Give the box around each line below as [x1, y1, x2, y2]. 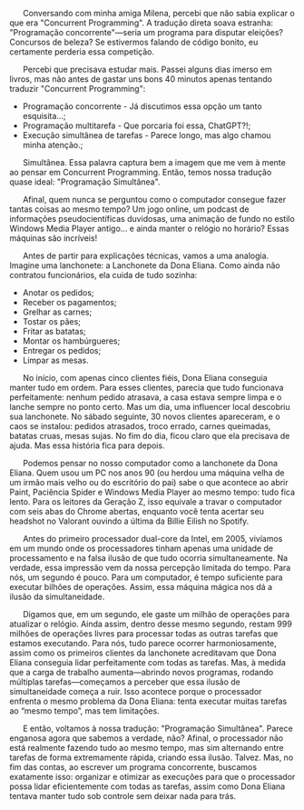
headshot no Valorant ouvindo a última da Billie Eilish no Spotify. [9, 515, 250, 526]
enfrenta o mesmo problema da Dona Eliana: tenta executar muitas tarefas [9, 695, 288, 706]
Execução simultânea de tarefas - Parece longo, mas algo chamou [22, 130, 271, 140]
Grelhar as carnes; [22, 306, 93, 317]
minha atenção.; [22, 140, 83, 150]
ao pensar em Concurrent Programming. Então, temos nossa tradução [9, 167, 272, 177]
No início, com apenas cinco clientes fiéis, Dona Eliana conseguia [22, 373, 268, 383]
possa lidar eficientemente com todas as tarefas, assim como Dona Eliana [9, 781, 286, 792]
